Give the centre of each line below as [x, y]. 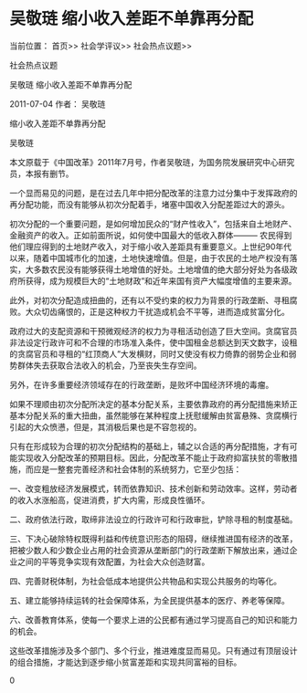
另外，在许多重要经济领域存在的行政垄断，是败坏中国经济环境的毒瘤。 [142, 384]
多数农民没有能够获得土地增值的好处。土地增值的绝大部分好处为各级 [161, 269]
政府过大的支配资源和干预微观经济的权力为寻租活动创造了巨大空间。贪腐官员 [153, 331]
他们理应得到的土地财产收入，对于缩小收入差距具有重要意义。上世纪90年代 [151, 247]
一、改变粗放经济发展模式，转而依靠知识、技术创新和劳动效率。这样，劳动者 [153, 488]
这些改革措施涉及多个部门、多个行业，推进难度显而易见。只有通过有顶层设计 [153, 650]
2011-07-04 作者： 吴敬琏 [58, 104]
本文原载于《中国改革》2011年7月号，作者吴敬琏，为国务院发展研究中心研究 [152, 162]
